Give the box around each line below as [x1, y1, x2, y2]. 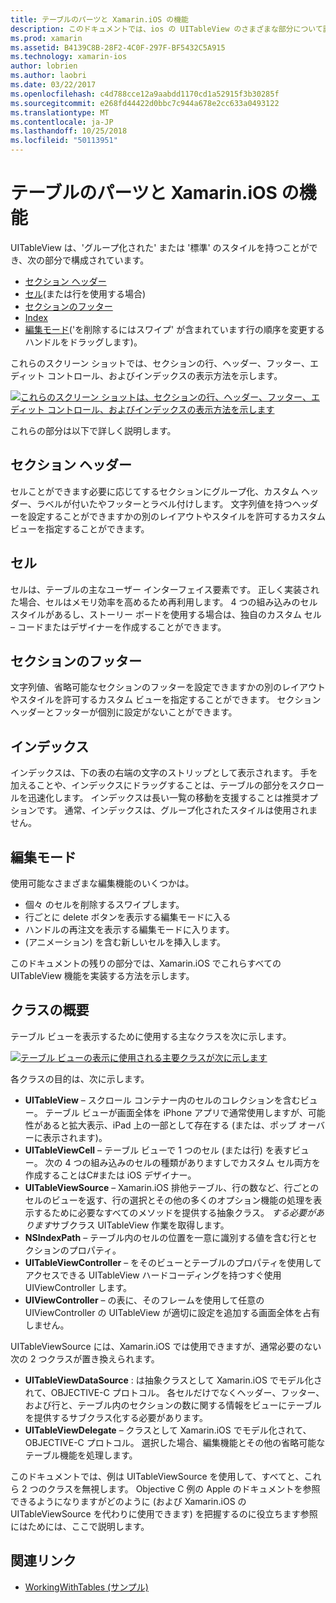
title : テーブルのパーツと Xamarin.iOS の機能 [10, 14, 189, 25]
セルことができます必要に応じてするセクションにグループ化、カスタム [10, 485, 300, 497]
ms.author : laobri [10, 71, 87, 81]
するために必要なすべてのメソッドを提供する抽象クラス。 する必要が [33, 1206, 316, 1218]
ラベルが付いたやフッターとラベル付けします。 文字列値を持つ [36, 497, 293, 510]
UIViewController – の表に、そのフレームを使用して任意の [24, 1294, 265, 1306]
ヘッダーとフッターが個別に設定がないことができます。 [10, 706, 238, 718]
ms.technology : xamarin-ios [10, 52, 128, 62]
